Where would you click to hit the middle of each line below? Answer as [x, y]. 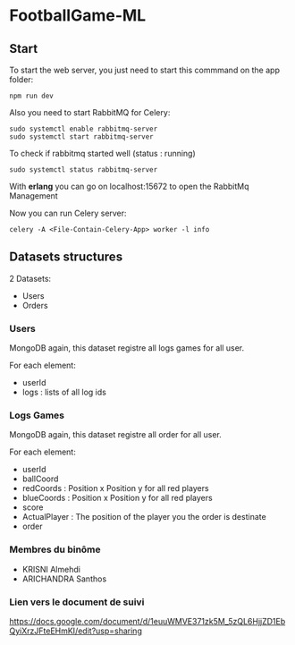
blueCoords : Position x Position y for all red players [117, 498]
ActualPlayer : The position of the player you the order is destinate [144, 517]
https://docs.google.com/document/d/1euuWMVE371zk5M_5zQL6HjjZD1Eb [147, 621]
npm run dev [31, 96]
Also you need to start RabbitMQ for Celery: [90, 112]
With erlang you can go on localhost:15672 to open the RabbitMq [129, 186]
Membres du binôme [55, 549]
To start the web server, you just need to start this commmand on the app [144, 70]
